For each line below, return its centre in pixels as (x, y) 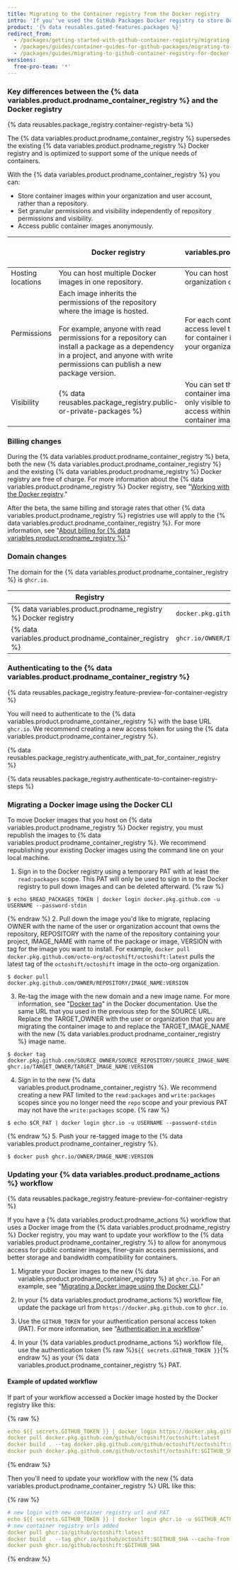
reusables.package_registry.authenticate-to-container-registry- (125, 778)
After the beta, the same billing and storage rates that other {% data (106, 508)
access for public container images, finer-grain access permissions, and (113, 1250)
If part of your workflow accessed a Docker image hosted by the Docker (113, 1397)
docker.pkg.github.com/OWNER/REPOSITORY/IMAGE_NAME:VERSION (98, 983)
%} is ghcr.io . (28, 579)
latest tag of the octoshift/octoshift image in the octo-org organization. (114, 964)
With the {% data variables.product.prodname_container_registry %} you (114, 174)
